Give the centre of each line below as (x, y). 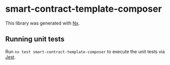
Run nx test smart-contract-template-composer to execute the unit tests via (85, 51)
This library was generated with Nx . (42, 23)
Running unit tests (35, 39)
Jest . (11, 57)
